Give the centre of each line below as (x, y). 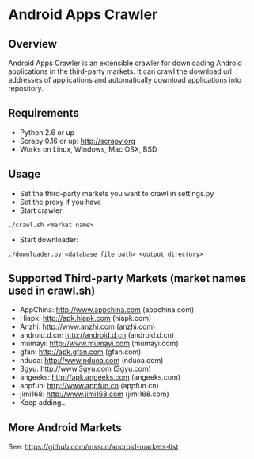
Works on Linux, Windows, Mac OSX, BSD (88, 149)
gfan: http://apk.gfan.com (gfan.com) (80, 352)
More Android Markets (65, 428)
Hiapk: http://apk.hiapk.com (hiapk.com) (85, 318)
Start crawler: (42, 210)
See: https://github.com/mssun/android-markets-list (93, 447)
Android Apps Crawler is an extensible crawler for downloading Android (125, 63)
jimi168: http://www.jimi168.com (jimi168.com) (95, 394)
